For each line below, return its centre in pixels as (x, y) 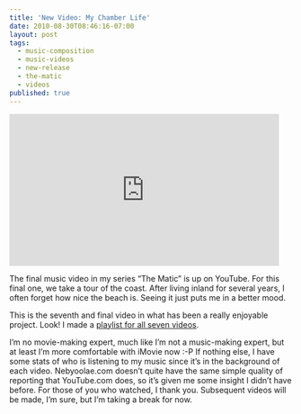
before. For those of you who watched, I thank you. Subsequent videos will (148, 390)
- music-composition (56, 51)
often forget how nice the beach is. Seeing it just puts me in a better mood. (147, 297)
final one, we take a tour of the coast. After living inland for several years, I (147, 288)
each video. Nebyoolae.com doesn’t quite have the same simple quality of (146, 371)
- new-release (44, 68)
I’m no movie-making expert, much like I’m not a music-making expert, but (147, 342)
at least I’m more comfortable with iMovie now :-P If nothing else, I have (142, 351)
